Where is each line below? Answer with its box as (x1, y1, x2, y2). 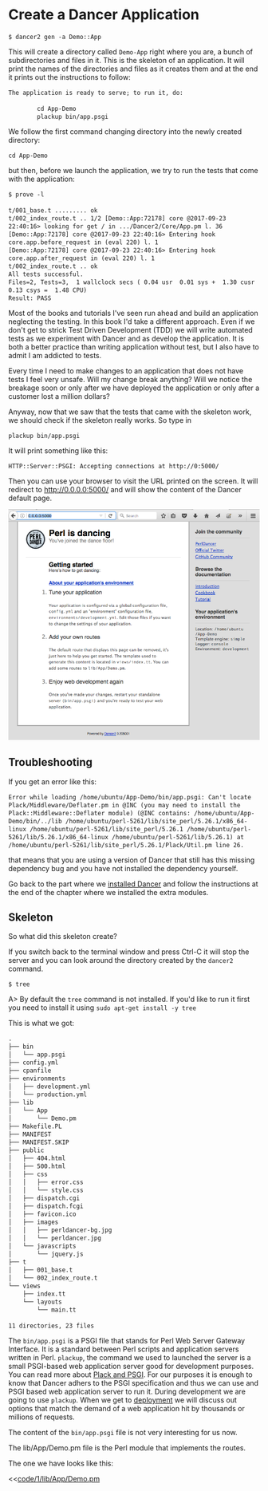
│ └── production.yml (8, 1091, 88, 1099)
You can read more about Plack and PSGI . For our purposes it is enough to (8, 1370, 253, 1379)
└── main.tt (37, 1306, 77, 1314)
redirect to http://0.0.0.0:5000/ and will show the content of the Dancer (8, 484, 242, 494)
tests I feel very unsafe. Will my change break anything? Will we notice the (8, 374, 253, 384)
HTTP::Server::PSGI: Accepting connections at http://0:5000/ (8, 462, 219, 470)
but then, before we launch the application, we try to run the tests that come (8, 165, 258, 175)
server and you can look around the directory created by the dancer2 (8, 956, 234, 965)
